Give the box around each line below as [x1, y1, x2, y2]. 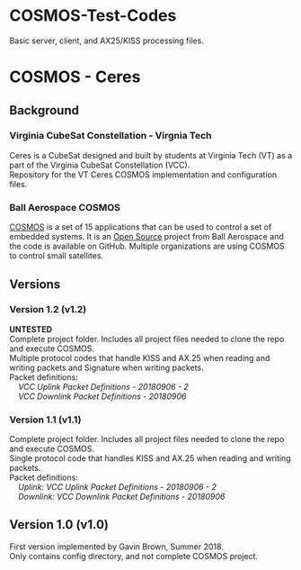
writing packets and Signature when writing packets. [9, 362, 204, 373]
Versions [9, 276, 61, 292]
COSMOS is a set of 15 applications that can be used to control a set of [9, 222, 272, 232]
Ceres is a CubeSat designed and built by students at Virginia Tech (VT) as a [9, 149, 293, 160]
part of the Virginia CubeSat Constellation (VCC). [9, 159, 190, 170]
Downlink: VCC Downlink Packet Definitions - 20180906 [17, 492, 226, 502]
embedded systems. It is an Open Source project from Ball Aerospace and [9, 231, 285, 242]
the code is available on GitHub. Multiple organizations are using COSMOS [9, 240, 285, 252]
